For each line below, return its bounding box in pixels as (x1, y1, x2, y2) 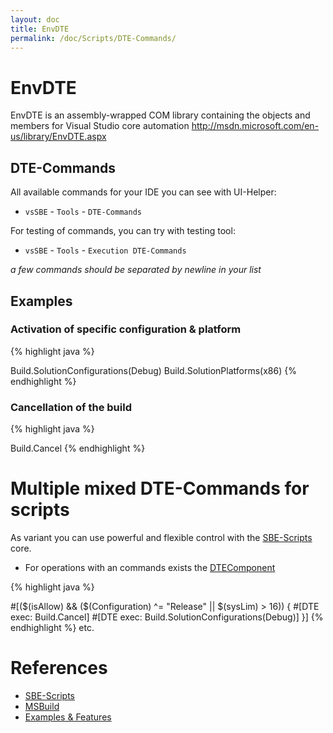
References (10, 657, 108, 680)
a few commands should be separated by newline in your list (10, 264, 262, 276)
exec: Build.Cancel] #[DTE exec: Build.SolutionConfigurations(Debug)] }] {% (10, 611, 324, 623)
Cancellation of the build (10, 400, 132, 414)
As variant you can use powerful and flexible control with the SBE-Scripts (10, 532, 313, 544)
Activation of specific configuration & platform (10, 322, 242, 336)
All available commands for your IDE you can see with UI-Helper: (10, 186, 277, 198)
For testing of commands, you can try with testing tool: (10, 225, 236, 237)
